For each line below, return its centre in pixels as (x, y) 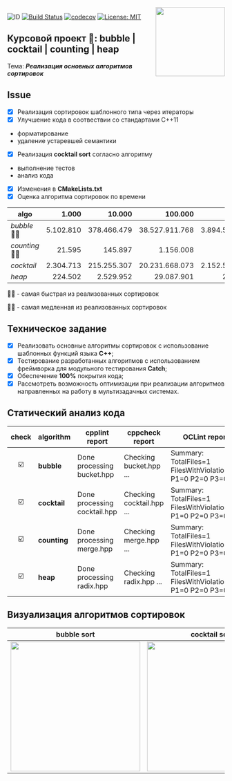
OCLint (194, 437)
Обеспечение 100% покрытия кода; (70, 375)
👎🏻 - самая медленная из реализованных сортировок (87, 307)
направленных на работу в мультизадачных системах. (98, 391)
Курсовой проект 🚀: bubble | (71, 38)
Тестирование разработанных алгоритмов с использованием (108, 360)
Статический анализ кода (66, 413)
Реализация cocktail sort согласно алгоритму (85, 154)
